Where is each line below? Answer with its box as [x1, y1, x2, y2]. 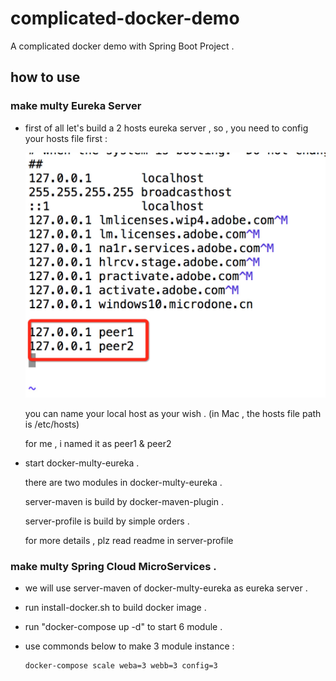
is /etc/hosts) [24, 418, 80, 431]
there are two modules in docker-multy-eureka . [24, 477, 223, 489]
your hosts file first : [24, 132, 108, 144]
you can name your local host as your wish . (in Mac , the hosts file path [24, 408, 322, 420]
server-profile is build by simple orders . [24, 515, 190, 527]
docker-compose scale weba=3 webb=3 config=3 [24, 661, 218, 671]
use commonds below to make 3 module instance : [24, 640, 235, 652]
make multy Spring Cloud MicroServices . [10, 560, 217, 574]
